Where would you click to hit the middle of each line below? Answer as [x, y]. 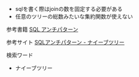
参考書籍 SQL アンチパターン [42, 29]
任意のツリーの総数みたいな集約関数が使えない [74, 16]
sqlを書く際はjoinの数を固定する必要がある [69, 9]
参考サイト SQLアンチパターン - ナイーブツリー [66, 42]
